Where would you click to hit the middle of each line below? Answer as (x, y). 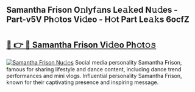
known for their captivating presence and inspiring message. (83, 82)
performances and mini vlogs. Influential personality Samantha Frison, (94, 76)
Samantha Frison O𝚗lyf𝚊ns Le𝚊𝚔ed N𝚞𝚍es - (92, 10)
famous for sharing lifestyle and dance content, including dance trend (94, 69)
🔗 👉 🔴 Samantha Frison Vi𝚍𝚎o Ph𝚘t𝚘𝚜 (81, 45)
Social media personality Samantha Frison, (129, 62)
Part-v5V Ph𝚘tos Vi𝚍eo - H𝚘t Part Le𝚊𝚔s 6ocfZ (98, 20)
